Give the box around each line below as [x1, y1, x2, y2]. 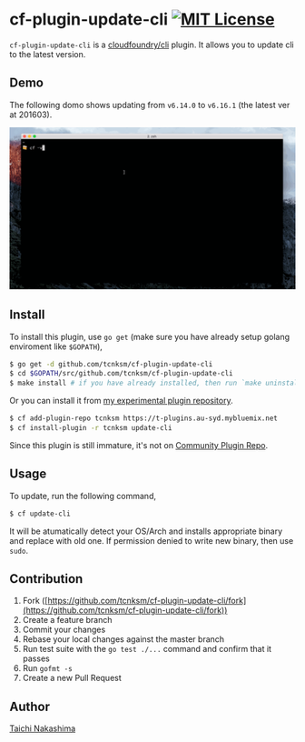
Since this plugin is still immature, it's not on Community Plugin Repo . [9, 439, 269, 450]
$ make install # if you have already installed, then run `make [9, 378, 261, 388]
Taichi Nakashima [9, 723, 76, 734]
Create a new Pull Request [22, 673, 123, 684]
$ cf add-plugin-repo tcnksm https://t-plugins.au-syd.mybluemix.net [9, 414, 279, 423]
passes [22, 653, 50, 664]
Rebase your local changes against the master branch [22, 634, 225, 645]
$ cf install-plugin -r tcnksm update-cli [9, 424, 172, 433]
